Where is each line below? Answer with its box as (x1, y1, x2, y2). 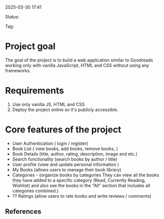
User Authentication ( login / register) (12, 140, 88, 146)
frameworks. (5, 67, 31, 73)
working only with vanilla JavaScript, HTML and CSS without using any (5, 62, 149, 68)
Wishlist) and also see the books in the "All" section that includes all (12, 182, 151, 188)
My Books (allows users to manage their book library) (12, 166, 122, 172)
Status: (5, 14, 20, 19)
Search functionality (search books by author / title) (12, 156, 118, 162)
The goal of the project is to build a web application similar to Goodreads (5, 57, 153, 63)
